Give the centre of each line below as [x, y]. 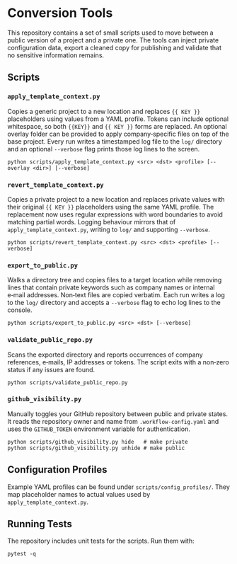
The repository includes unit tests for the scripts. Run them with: [101, 541]
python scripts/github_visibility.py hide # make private [98, 442]
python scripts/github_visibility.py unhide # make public [96, 448]
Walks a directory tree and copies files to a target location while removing [115, 280]
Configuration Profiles [57, 470]
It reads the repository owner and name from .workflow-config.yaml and [113, 421]
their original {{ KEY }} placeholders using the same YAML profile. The [111, 207]
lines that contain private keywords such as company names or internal [111, 287]
